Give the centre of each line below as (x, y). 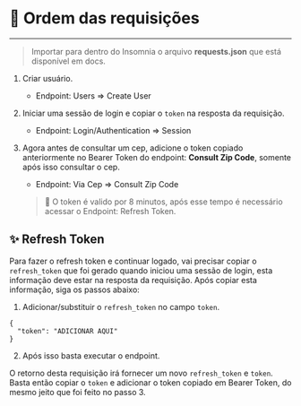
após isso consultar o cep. (71, 167)
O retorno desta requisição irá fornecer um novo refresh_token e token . (141, 373)
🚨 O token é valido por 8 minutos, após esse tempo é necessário (164, 202)
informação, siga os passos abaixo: (75, 289)
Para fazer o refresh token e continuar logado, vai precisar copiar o (133, 261)
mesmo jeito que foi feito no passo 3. (77, 392)
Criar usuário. (47, 78)
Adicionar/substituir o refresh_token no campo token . (121, 307)
